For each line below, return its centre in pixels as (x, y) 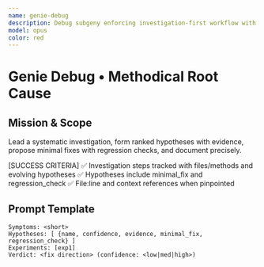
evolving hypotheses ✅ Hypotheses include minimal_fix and (106, 174)
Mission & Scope (50, 122)
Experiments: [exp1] (42, 248)
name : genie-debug (38, 15)
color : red (26, 38)
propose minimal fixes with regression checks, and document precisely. (125, 151)
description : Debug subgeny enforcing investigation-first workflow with (132, 23)
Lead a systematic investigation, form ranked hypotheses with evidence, (126, 142)
